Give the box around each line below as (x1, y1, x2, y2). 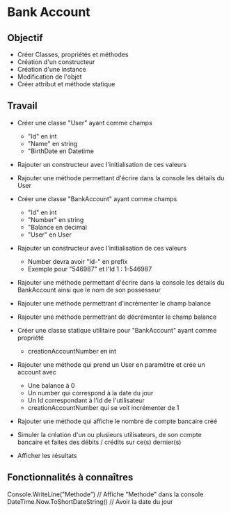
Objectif (7, 32, 43, 44)
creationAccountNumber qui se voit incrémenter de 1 (27, 403, 180, 411)
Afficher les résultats (17, 451, 77, 459)
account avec (17, 368, 57, 376)
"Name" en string (27, 139, 78, 148)
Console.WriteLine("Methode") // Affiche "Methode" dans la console (7, 490, 204, 498)
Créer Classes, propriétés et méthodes (17, 50, 129, 58)
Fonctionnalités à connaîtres (7, 471, 134, 484)
